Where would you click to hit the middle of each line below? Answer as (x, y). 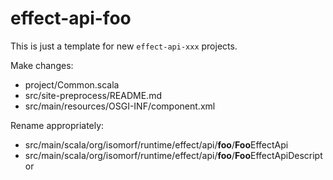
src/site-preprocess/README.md (93, 95)
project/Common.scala (72, 84)
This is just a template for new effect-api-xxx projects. (124, 46)
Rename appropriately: (57, 125)
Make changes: (42, 65)
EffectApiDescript (286, 155)
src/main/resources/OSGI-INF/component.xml (120, 106)
